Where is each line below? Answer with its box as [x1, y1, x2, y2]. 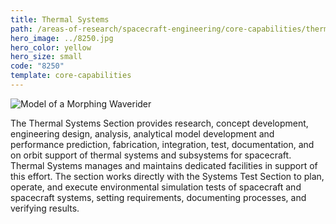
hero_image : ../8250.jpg [10, 33, 114, 43]
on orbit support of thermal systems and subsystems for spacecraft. [10, 149, 292, 161]
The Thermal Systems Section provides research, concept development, [10, 117, 309, 129]
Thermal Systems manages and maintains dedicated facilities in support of [10, 159, 318, 171]
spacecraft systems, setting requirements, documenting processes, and [10, 191, 307, 203]
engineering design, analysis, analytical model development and [10, 127, 275, 140]
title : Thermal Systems [10, 14, 110, 25]
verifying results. [10, 202, 80, 214]
